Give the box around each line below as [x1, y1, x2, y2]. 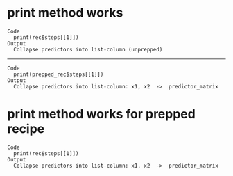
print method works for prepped [7, 106, 196, 122]
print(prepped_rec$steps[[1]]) [13, 71, 104, 78]
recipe [7, 121, 45, 137]
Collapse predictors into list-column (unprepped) [13, 46, 163, 53]
